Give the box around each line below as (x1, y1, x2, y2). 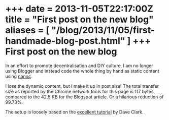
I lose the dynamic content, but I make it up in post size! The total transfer (5, 83, 159, 89)
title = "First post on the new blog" (5, 14, 154, 25)
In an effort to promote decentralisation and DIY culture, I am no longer (5, 63, 153, 69)
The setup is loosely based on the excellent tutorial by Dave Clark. (5, 109, 144, 115)
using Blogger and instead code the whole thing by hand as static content (5, 68, 159, 74)
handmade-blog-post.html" (5, 35, 125, 47)
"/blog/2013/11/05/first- (51, 25, 155, 36)
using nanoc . (5, 73, 32, 79)
